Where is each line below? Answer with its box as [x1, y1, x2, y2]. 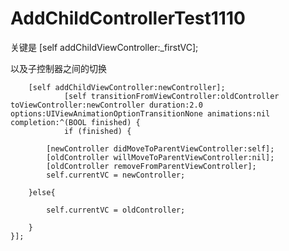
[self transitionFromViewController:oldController [63, 91, 280, 101]
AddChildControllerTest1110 [10, 7, 246, 30]
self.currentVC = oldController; [46, 205, 186, 215]
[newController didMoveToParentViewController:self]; [46, 143, 275, 154]
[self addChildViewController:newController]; [28, 82, 226, 92]
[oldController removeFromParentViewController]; [46, 161, 257, 171]
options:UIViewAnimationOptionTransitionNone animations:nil [10, 108, 271, 119]
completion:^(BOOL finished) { [10, 117, 141, 127]
